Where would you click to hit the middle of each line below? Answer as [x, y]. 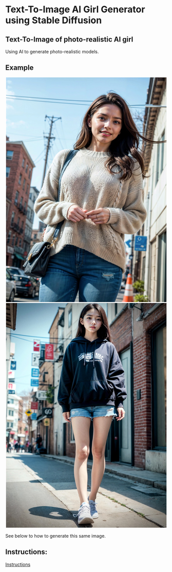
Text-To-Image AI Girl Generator [75, 9]
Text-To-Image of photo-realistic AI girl [69, 39]
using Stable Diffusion [54, 20]
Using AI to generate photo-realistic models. [52, 52]
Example [20, 68]
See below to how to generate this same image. [56, 536]
